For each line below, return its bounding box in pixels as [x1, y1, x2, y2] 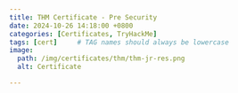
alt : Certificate [17, 63, 82, 72]
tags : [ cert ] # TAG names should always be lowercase [9, 37, 229, 47]
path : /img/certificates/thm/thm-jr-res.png [17, 54, 185, 63]
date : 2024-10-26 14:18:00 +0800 [9, 21, 134, 30]
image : [9, 46, 34, 55]
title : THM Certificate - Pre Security [9, 12, 158, 22]
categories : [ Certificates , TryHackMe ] [9, 29, 158, 38]
